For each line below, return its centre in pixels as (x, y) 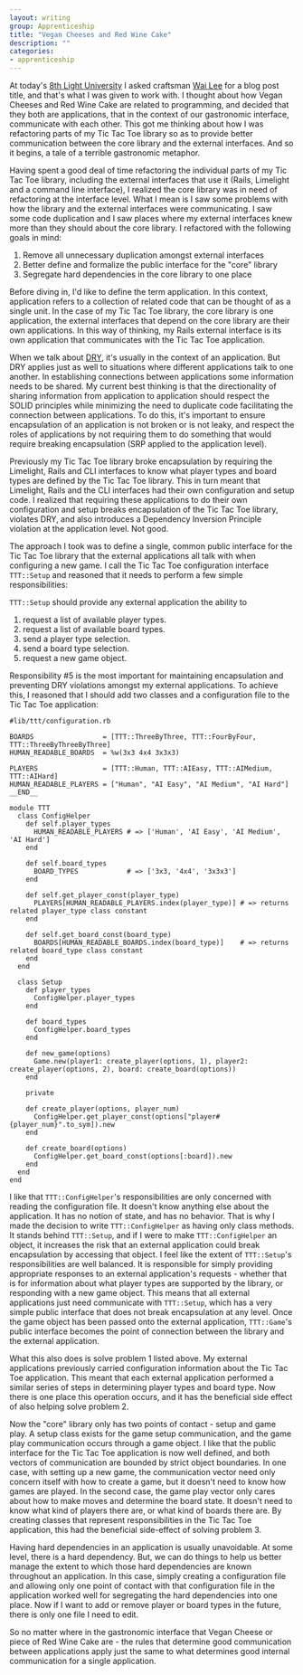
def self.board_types (66, 864)
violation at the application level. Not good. (89, 529)
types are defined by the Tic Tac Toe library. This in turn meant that (135, 481)
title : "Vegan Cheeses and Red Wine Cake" (90, 34)
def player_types (58, 990)
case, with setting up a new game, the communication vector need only (142, 1472)
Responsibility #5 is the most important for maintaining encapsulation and (147, 676)
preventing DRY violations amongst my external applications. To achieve (144, 685)
